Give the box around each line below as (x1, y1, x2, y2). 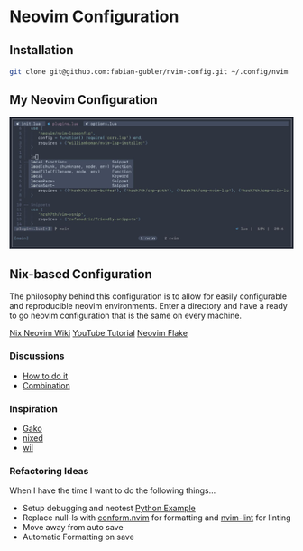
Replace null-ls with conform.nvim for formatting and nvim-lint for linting (22, 512, 291, 523)
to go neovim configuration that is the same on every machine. (9, 310, 242, 321)
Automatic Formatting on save (22, 531, 135, 543)
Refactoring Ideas (9, 465, 89, 478)
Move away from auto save (22, 522, 124, 533)
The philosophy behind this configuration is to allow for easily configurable (9, 291, 287, 302)
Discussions (9, 350, 65, 362)
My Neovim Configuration (9, 92, 158, 107)
